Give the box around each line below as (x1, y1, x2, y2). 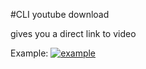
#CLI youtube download (10, 9, 110, 20)
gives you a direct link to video (10, 28, 137, 39)
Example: (10, 47, 49, 59)
